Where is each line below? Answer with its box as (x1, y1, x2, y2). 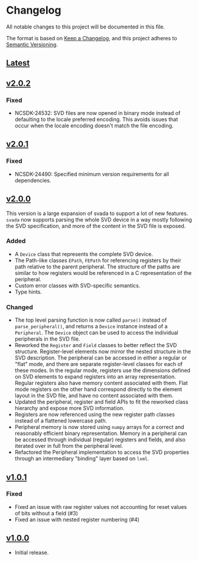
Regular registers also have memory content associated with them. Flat (14, 380, 188, 387)
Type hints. (14, 288, 43, 295)
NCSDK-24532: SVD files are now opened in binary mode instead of (14, 110, 181, 117)
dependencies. (14, 177, 51, 184)
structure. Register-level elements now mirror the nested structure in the (14, 348, 191, 355)
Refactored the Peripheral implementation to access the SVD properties (14, 448, 189, 456)
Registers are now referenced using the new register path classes (14, 411, 176, 418)
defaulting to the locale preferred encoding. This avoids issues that (14, 116, 178, 123)
